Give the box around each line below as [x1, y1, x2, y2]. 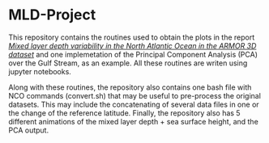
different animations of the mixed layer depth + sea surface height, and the [8, 116, 259, 126]
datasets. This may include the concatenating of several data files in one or [8, 99, 259, 109]
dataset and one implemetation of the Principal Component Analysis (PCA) [8, 49, 258, 59]
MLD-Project [8, 6, 96, 24]
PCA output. [8, 125, 49, 135]
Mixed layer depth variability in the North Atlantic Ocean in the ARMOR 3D [8, 40, 257, 50]
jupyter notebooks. [8, 66, 71, 76]
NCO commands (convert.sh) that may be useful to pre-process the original [8, 90, 262, 100]
